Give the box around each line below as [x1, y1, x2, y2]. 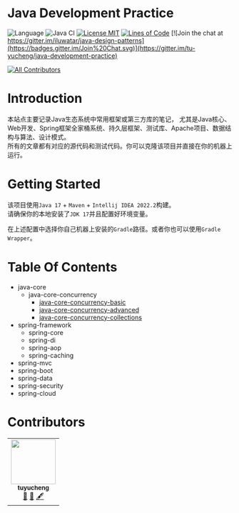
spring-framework [17, 320, 72, 329]
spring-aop [28, 343, 62, 352]
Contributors [7, 414, 86, 430]
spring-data [17, 374, 53, 382]
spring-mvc [17, 359, 52, 367]
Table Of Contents [7, 259, 118, 275]
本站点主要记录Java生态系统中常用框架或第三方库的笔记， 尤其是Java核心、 [7, 114, 231, 123]
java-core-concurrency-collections [39, 313, 143, 322]
